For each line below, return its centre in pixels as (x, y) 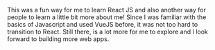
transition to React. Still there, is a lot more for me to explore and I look (108, 32)
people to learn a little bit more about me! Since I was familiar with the (107, 17)
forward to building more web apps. (58, 39)
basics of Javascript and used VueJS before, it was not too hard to (103, 24)
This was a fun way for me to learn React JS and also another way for (106, 10)
